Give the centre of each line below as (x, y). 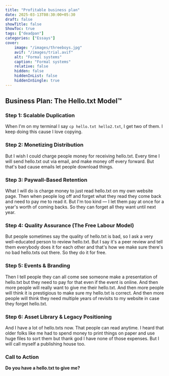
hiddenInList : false (36, 76)
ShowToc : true (20, 29)
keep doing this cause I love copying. (44, 132)
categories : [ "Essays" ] (30, 38)
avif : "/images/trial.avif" (44, 52)
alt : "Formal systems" (38, 57)
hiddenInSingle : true (37, 80)
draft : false (19, 19)
